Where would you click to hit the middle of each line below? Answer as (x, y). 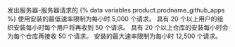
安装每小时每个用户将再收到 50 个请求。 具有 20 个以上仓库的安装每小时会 (121, 27)
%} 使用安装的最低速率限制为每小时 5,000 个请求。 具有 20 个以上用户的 (112, 19)
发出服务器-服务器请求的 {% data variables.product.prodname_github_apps (116, 10)
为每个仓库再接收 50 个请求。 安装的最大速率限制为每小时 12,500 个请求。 (114, 36)
